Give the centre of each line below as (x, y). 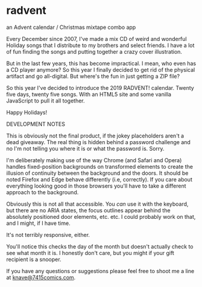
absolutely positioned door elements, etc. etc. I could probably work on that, (101, 216)
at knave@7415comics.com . (41, 277)
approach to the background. (43, 192)
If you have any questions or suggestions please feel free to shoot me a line (100, 271)
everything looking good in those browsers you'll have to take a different (96, 186)
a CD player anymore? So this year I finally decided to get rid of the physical (101, 69)
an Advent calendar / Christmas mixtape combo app (71, 27)
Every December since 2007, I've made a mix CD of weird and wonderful (96, 39)
